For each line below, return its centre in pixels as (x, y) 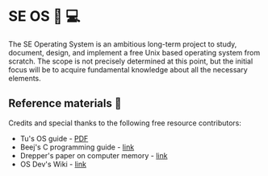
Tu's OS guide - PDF (54, 138)
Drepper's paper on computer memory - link (94, 155)
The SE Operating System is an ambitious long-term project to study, (123, 44)
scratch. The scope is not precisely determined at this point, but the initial (131, 61)
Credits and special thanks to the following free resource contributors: (125, 123)
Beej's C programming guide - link (77, 147)
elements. (25, 78)
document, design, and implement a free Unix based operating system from (134, 52)
